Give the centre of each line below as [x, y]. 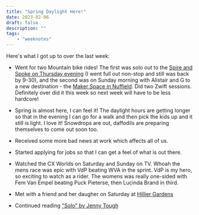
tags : [13, 34]
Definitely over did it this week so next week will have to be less [93, 93]
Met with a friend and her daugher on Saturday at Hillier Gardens [94, 194]
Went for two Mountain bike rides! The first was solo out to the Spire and [104, 68]
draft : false [22, 23]
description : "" [26, 28]
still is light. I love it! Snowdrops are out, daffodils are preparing [92, 123]
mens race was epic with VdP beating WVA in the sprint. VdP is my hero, [103, 170]
